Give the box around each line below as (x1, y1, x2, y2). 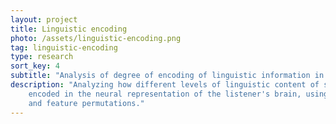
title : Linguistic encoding (10, 24, 128, 34)
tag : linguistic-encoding (10, 42, 118, 53)
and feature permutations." (28, 98, 145, 108)
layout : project (10, 14, 78, 25)
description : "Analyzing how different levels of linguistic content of (10, 80, 320, 90)
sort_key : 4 (10, 61, 60, 71)
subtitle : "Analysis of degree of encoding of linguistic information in (10, 71, 325, 81)
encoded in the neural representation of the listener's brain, (28, 89, 302, 99)
